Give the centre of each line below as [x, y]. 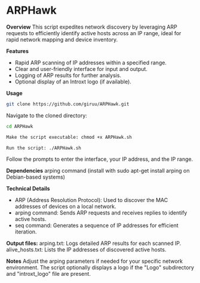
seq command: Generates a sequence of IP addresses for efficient [97, 226]
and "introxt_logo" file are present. [49, 274]
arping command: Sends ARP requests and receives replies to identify [101, 213]
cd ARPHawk [20, 126]
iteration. [26, 232]
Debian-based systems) [36, 177]
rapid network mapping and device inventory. [62, 39]
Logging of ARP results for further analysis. [68, 75]
